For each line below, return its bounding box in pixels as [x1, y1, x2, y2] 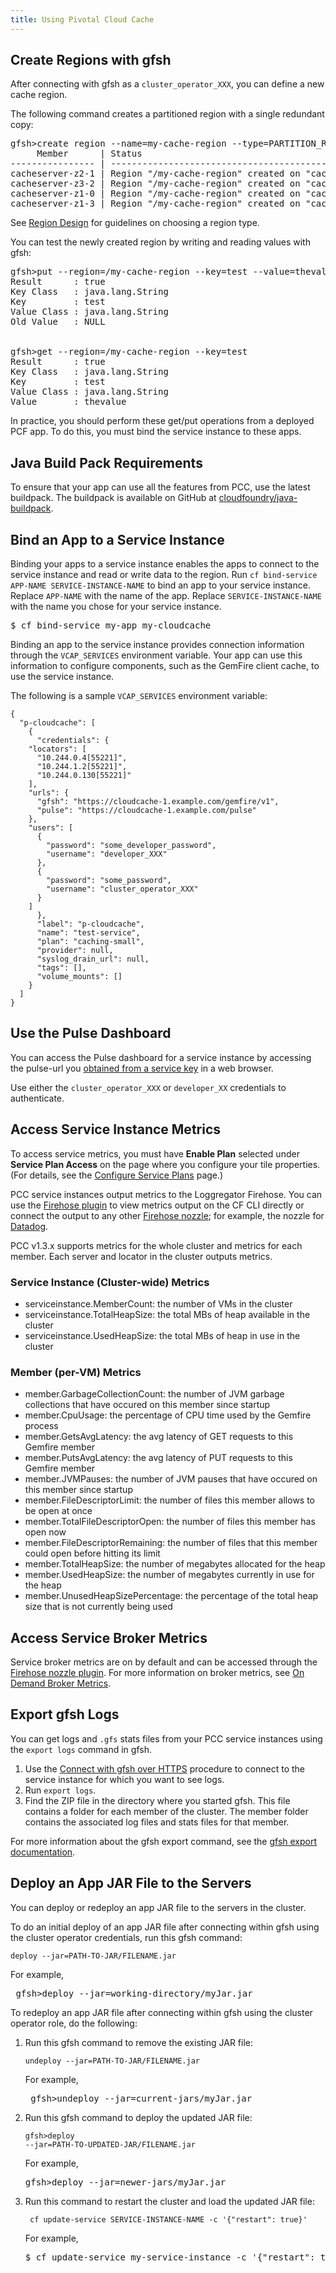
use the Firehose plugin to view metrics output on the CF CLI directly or [10, 1199, 305, 1211]
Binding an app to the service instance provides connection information [10, 639, 305, 651]
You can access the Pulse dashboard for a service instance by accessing [10, 1051, 312, 1063]
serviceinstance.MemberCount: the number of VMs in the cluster [24, 1297, 293, 1310]
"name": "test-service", [36, 928, 141, 938]
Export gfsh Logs [10, 1706, 120, 1723]
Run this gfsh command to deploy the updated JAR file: [24, 2111, 253, 2123]
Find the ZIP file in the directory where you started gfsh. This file [24, 1794, 291, 1806]
